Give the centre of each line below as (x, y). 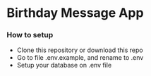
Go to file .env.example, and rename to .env (80, 58)
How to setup (30, 35)
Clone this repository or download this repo (80, 50)
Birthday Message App (75, 13)
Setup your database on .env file (64, 65)
